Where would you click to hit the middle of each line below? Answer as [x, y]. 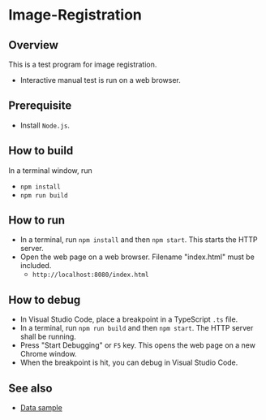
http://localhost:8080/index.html [90, 275]
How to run [37, 221]
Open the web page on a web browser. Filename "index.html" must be [137, 257]
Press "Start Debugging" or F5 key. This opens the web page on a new [137, 345]
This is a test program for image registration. [83, 64]
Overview [34, 45]
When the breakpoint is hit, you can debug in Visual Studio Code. [129, 362]
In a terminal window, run [51, 170]
